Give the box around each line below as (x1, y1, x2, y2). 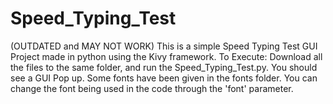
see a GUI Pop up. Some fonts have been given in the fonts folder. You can (10, 72, 318, 84)
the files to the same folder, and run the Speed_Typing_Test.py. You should (10, 61, 318, 73)
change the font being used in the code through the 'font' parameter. (10, 82, 294, 94)
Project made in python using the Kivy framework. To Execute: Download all (10, 50, 323, 62)
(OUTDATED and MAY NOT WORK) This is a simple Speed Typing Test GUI (10, 40, 318, 52)
